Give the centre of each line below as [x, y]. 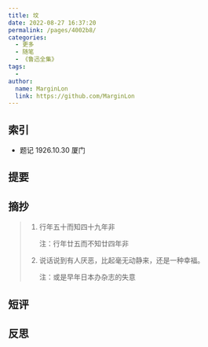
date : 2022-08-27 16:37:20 [52, 23]
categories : [27, 37]
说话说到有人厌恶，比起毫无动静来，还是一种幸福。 [122, 260]
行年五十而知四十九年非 [77, 227]
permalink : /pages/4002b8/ [52, 30]
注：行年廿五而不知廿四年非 [84, 244]
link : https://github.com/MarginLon [75, 96]
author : [21, 81]
